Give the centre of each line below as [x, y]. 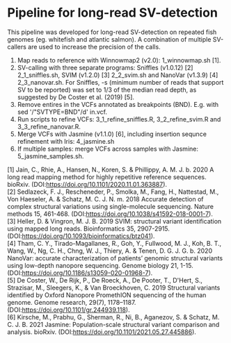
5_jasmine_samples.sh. [50, 156]
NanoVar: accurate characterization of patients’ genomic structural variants [115, 258]
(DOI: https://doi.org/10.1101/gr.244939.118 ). [69, 310]
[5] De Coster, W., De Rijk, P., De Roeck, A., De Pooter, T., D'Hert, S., [105, 280]
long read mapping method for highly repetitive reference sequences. [107, 177]
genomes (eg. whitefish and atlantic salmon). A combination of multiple [109, 39]
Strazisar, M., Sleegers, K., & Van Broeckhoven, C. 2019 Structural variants [114, 287]
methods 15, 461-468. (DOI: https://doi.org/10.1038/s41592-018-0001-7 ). [110, 214]
